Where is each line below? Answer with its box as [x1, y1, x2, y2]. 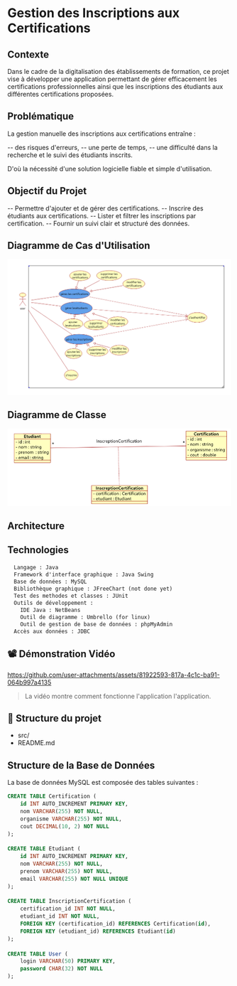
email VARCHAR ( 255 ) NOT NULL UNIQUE [20, 875, 129, 882]
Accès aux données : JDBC [13, 628, 91, 635]
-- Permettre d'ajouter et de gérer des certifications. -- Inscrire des [7, 204, 204, 213]
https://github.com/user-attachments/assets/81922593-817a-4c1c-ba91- [7, 670, 220, 679]
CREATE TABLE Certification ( [7, 793, 97, 800]
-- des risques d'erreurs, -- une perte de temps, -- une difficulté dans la [7, 143, 218, 151]
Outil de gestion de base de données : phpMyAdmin [20, 621, 173, 628]
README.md [17, 739, 55, 747]
